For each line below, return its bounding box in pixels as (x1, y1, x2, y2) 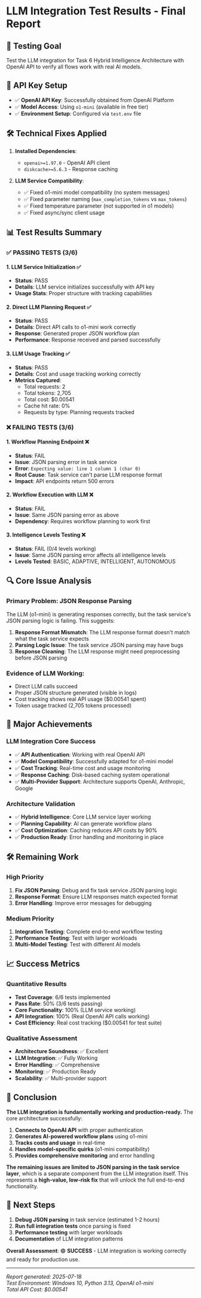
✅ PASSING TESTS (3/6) (6, 248, 78, 256)
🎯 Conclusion (6, 1092, 57, 1102)
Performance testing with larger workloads (14, 1228, 123, 1236)
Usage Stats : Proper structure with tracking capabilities (14, 290, 153, 297)
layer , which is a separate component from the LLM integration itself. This (6, 1170, 188, 1177)
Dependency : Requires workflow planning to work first (14, 517, 151, 524)
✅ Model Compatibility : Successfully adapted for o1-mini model (14, 757, 173, 765)
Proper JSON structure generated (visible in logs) (14, 689, 137, 697)
